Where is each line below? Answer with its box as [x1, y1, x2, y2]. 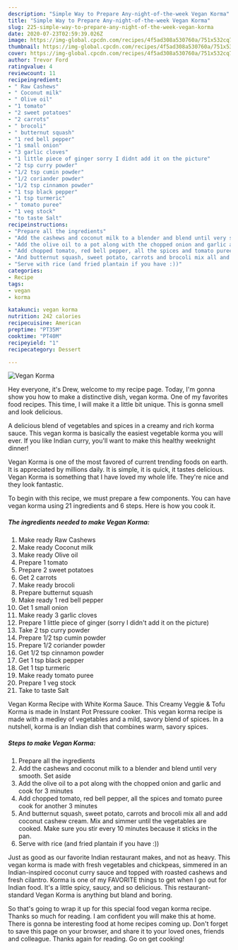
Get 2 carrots [18, 573, 57, 582]
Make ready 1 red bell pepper [18, 596, 104, 604]
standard [8, 890, 35, 900]
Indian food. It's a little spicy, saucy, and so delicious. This [8, 883, 177, 892]
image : [8, 37, 28, 44]
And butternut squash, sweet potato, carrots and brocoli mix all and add [18, 809, 228, 818]
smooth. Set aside [18, 771, 71, 780]
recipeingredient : [8, 76, 62, 84]
